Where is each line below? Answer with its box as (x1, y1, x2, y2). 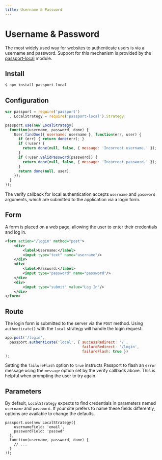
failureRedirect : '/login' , (81, 344, 139, 349)
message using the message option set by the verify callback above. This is (5, 368, 156, 374)
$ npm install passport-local (5, 82, 67, 88)
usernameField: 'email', (14, 425, 65, 429)
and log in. (5, 229, 27, 235)
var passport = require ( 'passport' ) (5, 109, 80, 114)
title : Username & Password (5, 7, 63, 12)
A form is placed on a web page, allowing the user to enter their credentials (5, 224, 158, 230)
